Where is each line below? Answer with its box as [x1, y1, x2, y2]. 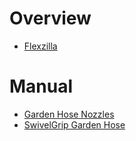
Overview [9, 7, 92, 30]
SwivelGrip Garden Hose [23, 118, 126, 131]
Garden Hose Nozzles [23, 108, 115, 120]
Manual [9, 75, 74, 98]
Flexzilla [23, 40, 58, 52]
